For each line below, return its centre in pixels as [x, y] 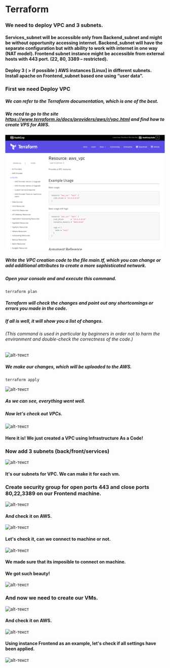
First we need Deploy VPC [38, 89]
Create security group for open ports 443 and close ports [77, 487]
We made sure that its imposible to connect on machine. [66, 562]
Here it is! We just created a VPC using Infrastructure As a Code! [74, 438]
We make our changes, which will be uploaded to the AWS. [69, 366]
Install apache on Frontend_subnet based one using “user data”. [74, 76]
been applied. [20, 649]
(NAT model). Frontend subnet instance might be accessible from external [85, 53]
